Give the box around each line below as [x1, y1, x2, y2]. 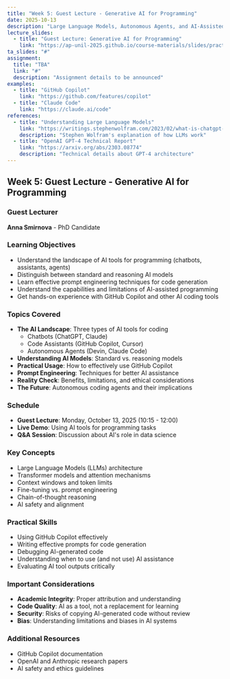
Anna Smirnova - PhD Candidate [7, 223, 101, 231]
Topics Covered [7, 309, 61, 319]
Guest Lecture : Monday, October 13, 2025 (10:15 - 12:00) [16, 416, 179, 425]
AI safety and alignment [16, 500, 84, 509]
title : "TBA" [13, 61, 51, 68]
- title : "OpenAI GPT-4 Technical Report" [13, 138, 136, 145]
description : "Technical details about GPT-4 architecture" [19, 151, 194, 158]
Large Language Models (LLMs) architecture [16, 463, 143, 471]
